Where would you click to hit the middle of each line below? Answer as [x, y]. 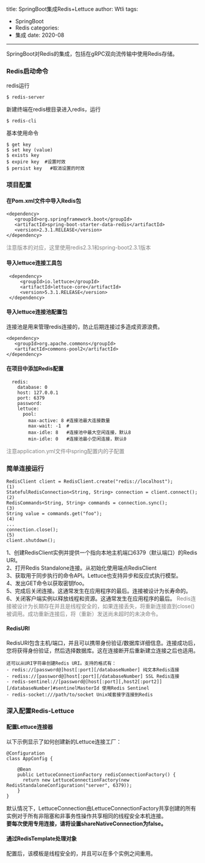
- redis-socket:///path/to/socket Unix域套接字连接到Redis [80, 695]
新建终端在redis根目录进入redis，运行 [54, 110]
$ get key [19, 145]
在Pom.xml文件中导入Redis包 [44, 200]
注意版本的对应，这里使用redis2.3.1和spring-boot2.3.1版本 [79, 247]
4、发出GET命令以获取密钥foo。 [47, 583]
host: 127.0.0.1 [38, 393]
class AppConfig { [30, 758]
